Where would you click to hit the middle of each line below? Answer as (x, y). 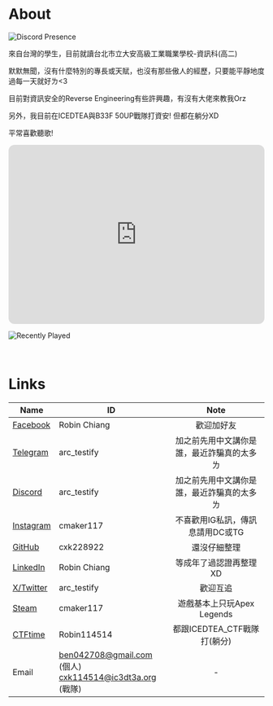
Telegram (30, 452)
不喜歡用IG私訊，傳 (212, 520)
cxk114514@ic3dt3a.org (108, 677)
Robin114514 (86, 634)
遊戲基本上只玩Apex (216, 603)
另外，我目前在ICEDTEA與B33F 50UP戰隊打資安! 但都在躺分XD (114, 116)
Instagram (32, 525)
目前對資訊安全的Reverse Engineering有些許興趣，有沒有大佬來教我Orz (127, 98)
